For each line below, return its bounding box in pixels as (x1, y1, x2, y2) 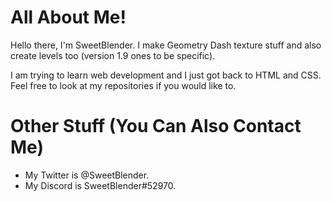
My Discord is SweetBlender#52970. (24, 179, 177, 191)
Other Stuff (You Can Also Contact (10, 115, 302, 138)
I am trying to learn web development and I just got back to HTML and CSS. (10, 69, 322, 81)
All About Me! (10, 6, 127, 29)
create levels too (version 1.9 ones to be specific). (10, 49, 216, 61)
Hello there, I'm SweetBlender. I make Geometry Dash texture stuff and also (10, 39, 322, 51)
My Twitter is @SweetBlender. (24, 169, 150, 181)
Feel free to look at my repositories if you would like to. (10, 79, 237, 91)
